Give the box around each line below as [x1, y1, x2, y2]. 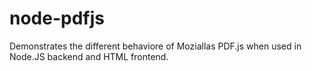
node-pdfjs [9, 7, 105, 30]
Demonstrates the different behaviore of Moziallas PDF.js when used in [9, 40, 302, 52]
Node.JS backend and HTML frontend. [9, 50, 169, 62]
